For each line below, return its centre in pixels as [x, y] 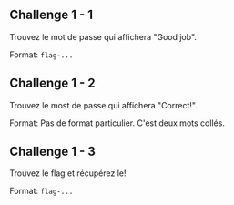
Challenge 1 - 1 [51, 15]
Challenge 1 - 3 [52, 152]
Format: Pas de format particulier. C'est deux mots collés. [117, 123]
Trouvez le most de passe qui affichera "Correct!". [103, 105]
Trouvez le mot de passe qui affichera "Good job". [103, 36]
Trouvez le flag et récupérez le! [68, 173]
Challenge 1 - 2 [52, 83]
